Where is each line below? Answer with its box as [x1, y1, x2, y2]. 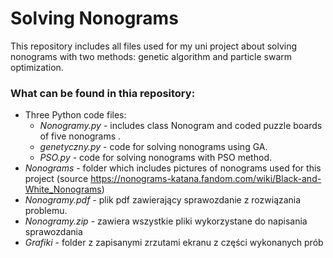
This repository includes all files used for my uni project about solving [10, 40, 298, 52]
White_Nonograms [24, 183, 102, 196]
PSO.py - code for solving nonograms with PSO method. [39, 152, 272, 164]
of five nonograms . [39, 130, 122, 142]
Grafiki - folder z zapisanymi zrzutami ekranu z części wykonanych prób [24, 237, 324, 249]
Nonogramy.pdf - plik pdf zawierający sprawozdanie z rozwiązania [24, 194, 302, 206]
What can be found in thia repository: [10, 86, 196, 100]
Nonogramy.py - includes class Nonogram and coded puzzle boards [39, 120, 323, 132]
